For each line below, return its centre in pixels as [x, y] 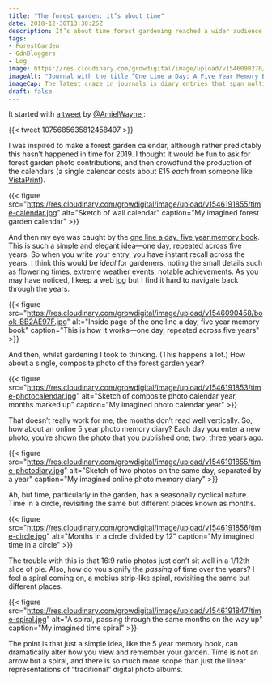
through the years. [39, 289]
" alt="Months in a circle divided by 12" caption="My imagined [151, 536]
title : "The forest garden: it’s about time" [86, 16]
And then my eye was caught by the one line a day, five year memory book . [134, 237]
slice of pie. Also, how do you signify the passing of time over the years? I [132, 569]
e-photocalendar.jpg [42, 396]
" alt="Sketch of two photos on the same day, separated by [162, 471]
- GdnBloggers [32, 53]
